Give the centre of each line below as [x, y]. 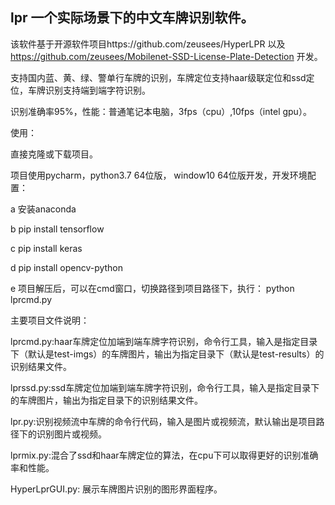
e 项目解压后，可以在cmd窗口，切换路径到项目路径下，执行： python [152, 288]
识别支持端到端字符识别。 [97, 90]
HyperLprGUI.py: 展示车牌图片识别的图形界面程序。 [116, 489]
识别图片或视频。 [71, 434]
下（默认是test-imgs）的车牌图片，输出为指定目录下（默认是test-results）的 [167, 354]
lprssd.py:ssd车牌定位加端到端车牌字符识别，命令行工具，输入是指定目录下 [165, 387]
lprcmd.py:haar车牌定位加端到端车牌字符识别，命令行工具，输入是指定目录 [164, 341]
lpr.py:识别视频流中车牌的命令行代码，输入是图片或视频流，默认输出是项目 [163, 421]
